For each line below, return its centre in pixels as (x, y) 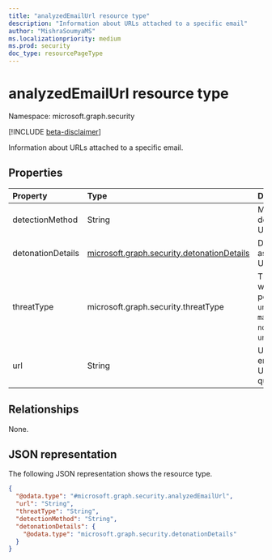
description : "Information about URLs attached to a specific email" (128, 24)
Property (30, 195)
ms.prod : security (39, 46)
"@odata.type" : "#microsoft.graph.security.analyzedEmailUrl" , (124, 496)
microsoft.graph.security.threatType (155, 306)
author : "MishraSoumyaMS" (52, 31)
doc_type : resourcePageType (56, 53)
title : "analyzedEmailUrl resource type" (79, 16)
